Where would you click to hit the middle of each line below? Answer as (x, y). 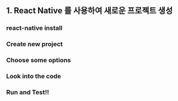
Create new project (35, 44)
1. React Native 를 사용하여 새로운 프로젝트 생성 (90, 11)
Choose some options (39, 60)
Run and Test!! (28, 92)
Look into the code (34, 76)
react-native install (34, 28)
